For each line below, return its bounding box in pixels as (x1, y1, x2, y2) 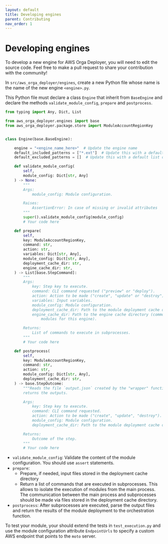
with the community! (5, 70, 47, 76)
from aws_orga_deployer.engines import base (5, 118, 99, 124)
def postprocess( (14, 348, 50, 354)
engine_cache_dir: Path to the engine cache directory (31, 312, 149, 317)
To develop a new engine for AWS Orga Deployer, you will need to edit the (5, 59, 157, 65)
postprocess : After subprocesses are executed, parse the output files (12, 503, 155, 509)
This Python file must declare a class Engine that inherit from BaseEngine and (5, 94, 162, 100)
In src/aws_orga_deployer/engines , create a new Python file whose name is (5, 79, 160, 85)
